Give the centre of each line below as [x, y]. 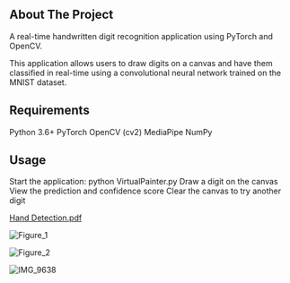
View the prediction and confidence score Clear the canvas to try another [145, 191]
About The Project [62, 15]
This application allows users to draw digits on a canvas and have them [141, 63]
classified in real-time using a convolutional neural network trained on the [145, 73]
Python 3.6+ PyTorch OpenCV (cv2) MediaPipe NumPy [111, 132]
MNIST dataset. [38, 82]
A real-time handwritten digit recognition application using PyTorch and [141, 36]
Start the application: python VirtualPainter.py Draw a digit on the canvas [144, 182]
